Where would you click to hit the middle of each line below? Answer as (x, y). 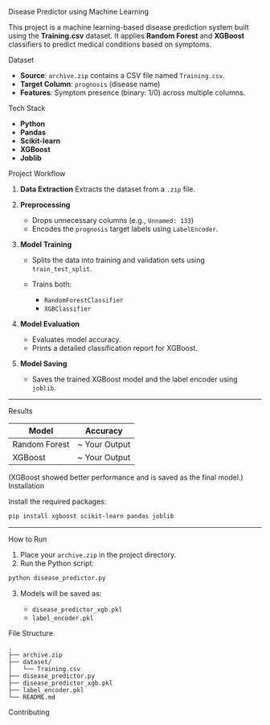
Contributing (29, 712)
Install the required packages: (57, 501)
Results (21, 411)
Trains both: (52, 284)
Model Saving (43, 364)
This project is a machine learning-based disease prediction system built (129, 27)
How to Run (28, 539)
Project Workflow (37, 173)
